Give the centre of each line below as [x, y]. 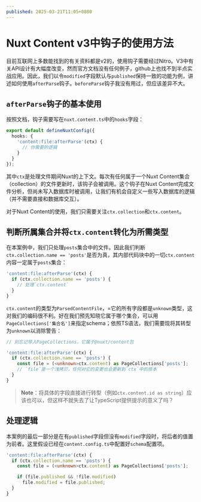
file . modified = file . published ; [64, 483]
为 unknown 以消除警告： [34, 330]
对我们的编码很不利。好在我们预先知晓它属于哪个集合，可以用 [82, 316]
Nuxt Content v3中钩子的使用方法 [90, 43]
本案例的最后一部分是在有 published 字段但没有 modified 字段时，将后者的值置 [100, 436]
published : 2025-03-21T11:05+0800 [49, 12]
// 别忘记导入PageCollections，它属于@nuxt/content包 [70, 342]
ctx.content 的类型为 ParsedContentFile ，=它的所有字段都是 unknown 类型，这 [99, 308]
